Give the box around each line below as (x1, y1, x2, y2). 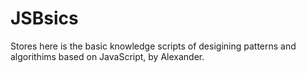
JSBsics (10, 7, 79, 30)
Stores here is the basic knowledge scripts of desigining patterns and (10, 40, 297, 52)
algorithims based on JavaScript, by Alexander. (10, 50, 205, 62)
